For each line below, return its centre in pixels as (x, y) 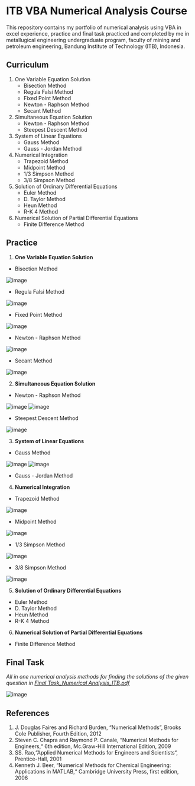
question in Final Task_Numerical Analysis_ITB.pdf (68, 683)
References (28, 713)
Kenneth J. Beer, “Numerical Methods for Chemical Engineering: (93, 765)
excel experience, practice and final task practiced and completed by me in (98, 33)
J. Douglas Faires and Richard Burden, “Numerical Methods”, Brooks (98, 727)
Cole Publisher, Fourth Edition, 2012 (58, 734)
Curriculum (27, 65)
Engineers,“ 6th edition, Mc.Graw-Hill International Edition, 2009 (93, 746)
